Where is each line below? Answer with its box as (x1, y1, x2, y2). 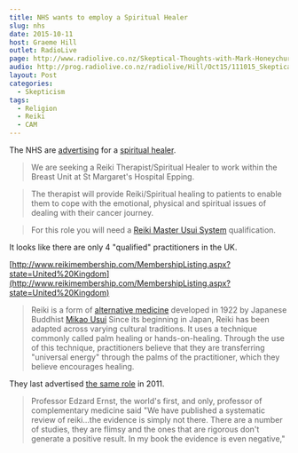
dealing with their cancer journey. (30, 208, 154, 218)
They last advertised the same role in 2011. (9, 378, 165, 389)
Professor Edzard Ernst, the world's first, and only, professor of (30, 396, 263, 406)
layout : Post (9, 71, 58, 80)
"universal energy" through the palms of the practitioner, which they (30, 352, 280, 362)
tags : (9, 95, 29, 105)
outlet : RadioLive (9, 46, 77, 55)
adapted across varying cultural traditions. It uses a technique (30, 323, 257, 334)
